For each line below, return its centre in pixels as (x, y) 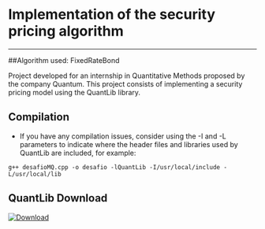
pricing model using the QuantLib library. (74, 92)
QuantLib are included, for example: (78, 153)
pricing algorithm (66, 31)
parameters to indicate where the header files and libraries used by (129, 144)
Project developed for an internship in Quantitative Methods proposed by (127, 76)
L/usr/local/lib (35, 174)
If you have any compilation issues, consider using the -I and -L (123, 136)
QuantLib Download (58, 198)
